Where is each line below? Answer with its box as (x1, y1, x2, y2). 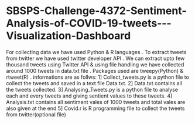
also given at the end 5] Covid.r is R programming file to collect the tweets (6, 105, 185, 112)
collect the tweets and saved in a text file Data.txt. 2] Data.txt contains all (6, 79, 183, 86)
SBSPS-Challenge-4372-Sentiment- (6, 4, 187, 18)
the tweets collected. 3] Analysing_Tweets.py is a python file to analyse (6, 86, 179, 93)
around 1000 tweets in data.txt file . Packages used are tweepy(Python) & (6, 67, 184, 74)
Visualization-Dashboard (6, 29, 131, 42)
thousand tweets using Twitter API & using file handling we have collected (6, 61, 184, 68)
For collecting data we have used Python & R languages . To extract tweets (6, 48, 187, 55)
